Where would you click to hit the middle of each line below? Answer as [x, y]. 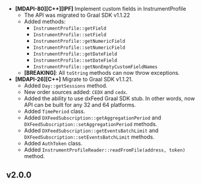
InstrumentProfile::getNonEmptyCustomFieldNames [95, 67]
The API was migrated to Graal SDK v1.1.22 [77, 15]
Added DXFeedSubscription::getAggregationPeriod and [93, 118]
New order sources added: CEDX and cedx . [76, 92]
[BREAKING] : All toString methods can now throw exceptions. [102, 73]
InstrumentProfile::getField [70, 28]
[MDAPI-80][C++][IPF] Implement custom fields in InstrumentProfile [101, 9]
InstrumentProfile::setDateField [75, 60]
